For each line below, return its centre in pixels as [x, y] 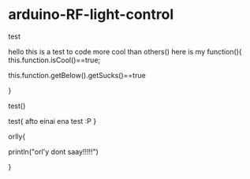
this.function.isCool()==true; [54, 60]
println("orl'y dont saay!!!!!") [53, 151]
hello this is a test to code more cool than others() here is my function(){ [125, 51]
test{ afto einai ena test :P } [52, 121]
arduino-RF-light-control [91, 15]
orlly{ [17, 136]
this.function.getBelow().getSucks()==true [77, 75]
